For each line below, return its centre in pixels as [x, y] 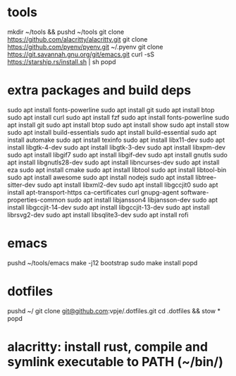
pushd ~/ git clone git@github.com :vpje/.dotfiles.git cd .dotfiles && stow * [114, 310]
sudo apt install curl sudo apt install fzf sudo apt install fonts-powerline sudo [118, 117]
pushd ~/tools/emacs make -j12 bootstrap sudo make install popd [103, 262]
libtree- [206, 177]
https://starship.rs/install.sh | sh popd [62, 61]
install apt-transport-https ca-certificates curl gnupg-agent [93, 192]
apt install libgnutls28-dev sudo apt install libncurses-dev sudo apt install [113, 162]
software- [195, 192]
